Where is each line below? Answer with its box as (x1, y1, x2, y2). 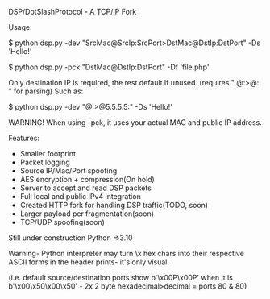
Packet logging (19, 157, 70, 167)
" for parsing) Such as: (8, 86, 84, 96)
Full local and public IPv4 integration (19, 192, 141, 201)
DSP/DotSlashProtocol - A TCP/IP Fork (8, 7, 137, 16)
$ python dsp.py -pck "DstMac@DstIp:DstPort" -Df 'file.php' (8, 62, 210, 72)
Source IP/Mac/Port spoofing (19, 166, 118, 176)
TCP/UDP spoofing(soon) (19, 218, 105, 226)
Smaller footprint (19, 149, 77, 158)
